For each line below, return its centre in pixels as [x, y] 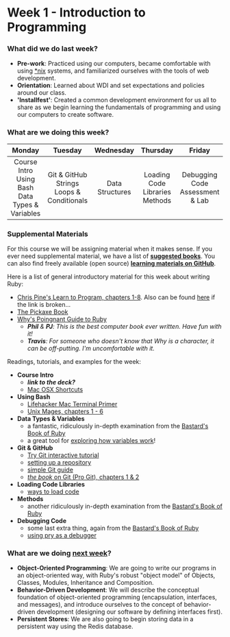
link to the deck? [51, 382]
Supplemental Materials [48, 233]
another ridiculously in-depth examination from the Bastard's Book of [125, 507]
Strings [67, 183]
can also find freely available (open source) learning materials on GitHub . [112, 264]
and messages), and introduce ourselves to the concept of [100, 605]
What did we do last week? [52, 49]
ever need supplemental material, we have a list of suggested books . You [111, 256]
